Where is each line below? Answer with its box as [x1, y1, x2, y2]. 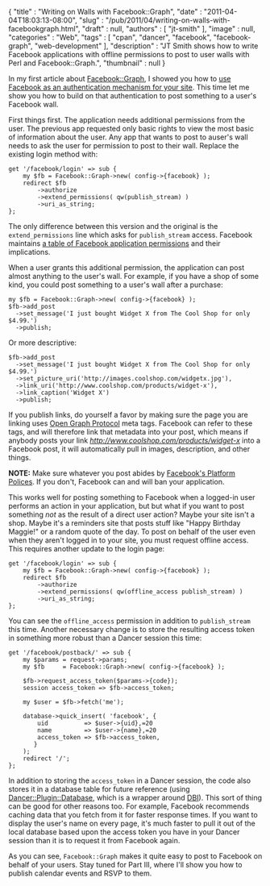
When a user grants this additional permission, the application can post [8, 263, 244, 272]
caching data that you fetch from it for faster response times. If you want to [8, 810, 258, 819]
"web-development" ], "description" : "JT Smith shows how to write [34, 41, 259, 51]
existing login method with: [8, 149, 98, 159]
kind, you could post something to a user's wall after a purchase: [8, 280, 223, 289]
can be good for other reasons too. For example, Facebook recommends [8, 801, 250, 811]
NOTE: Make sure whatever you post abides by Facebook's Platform [8, 468, 236, 478]
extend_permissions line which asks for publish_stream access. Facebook [8, 230, 252, 239]
